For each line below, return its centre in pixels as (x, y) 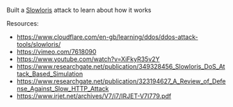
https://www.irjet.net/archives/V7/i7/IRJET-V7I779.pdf (94, 96)
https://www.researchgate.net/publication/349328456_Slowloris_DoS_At (121, 66)
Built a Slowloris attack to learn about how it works (79, 10)
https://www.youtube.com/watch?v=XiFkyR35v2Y (88, 59)
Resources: (23, 23)
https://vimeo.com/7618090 (56, 52)
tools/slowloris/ (39, 44)
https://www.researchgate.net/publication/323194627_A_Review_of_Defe (121, 81)
